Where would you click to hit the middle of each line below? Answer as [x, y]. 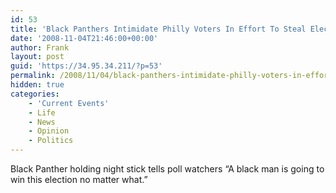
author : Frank [40, 47]
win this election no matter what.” [79, 179]
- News [42, 122]
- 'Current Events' [69, 103]
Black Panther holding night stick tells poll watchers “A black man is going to [167, 169]
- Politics [51, 141]
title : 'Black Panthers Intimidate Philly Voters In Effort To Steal [158, 29]
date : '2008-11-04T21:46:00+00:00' [84, 38]
